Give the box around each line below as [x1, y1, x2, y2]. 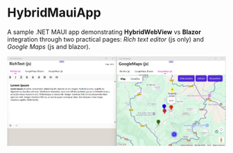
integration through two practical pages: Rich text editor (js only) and [7, 35, 205, 43]
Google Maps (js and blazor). [7, 42, 91, 51]
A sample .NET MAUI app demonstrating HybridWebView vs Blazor [7, 28, 201, 36]
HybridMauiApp [7, 5, 102, 21]
